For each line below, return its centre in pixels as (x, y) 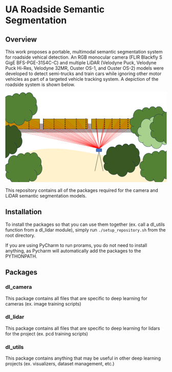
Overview (21, 39)
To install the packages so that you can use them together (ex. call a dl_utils (85, 224)
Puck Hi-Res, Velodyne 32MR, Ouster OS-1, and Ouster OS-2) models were (84, 68)
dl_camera (19, 287)
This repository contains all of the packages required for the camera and (82, 190)
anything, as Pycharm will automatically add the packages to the (73, 251)
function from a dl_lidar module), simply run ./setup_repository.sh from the (85, 229)
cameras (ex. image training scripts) (43, 304)
